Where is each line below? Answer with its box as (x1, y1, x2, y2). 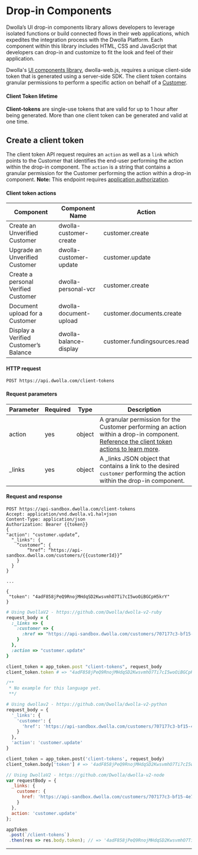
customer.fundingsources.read (103, 337, 189, 346)
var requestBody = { (6, 777, 57, 784)
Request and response (6, 493, 63, 500)
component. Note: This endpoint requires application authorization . (6, 176, 170, 183)
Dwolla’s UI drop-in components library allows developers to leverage (6, 24, 175, 31)
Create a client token (6, 135, 84, 145)
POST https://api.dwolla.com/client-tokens (6, 378, 115, 384)
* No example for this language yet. (8, 685, 101, 691)
